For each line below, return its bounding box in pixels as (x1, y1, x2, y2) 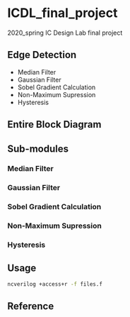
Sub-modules (7, 143, 69, 155)
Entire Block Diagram (7, 118, 102, 130)
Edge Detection (7, 49, 77, 61)
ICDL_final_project (7, 5, 118, 21)
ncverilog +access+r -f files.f (7, 280, 102, 288)
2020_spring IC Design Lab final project (7, 28, 123, 37)
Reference (7, 300, 54, 313)
